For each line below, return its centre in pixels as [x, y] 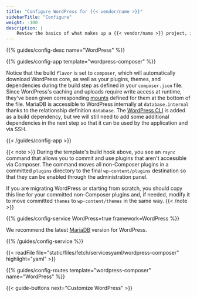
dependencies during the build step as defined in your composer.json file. [94, 85]
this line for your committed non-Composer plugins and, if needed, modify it [98, 195]
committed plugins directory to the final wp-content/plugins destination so [96, 171]
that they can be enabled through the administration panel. [77, 177]
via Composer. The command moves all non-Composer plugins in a [87, 165]
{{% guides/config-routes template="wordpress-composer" [79, 271]
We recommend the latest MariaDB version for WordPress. [77, 230]
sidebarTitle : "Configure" [39, 17]
